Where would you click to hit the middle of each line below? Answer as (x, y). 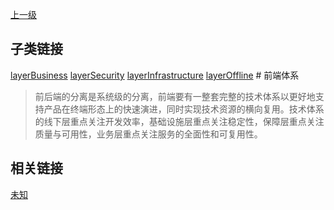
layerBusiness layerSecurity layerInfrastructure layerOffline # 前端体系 (155, 75)
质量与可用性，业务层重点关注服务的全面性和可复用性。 (148, 134)
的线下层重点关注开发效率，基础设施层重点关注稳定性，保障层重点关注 (179, 121)
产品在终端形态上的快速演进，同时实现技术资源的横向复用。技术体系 (184, 109)
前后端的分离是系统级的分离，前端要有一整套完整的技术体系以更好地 (175, 96)
